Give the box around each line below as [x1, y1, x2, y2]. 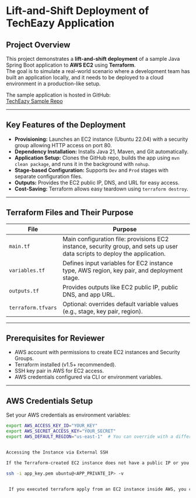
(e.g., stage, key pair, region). [62, 307, 143, 315]
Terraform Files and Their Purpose [6, 207, 134, 217]
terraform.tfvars [9, 304, 57, 311]
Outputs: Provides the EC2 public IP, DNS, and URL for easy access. [14, 179, 180, 186]
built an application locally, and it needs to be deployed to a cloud [6, 74, 164, 81]
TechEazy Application [6, 16, 115, 30]
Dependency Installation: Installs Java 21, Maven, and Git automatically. [14, 148, 189, 155]
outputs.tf [9, 288, 39, 294]
